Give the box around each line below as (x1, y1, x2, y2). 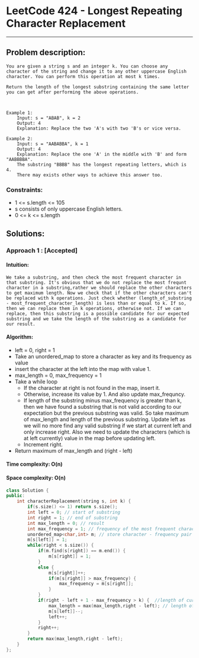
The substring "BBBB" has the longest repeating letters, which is (17, 162, 187, 167)
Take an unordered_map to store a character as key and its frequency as (14, 353, 192, 360)
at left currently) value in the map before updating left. (23, 434, 156, 441)
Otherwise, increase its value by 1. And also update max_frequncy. (23, 391, 185, 398)
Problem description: (6, 47, 86, 57)
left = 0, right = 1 (14, 346, 55, 353)
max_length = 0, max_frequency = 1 (14, 372, 102, 379)
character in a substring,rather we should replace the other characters (6, 285, 192, 291)
